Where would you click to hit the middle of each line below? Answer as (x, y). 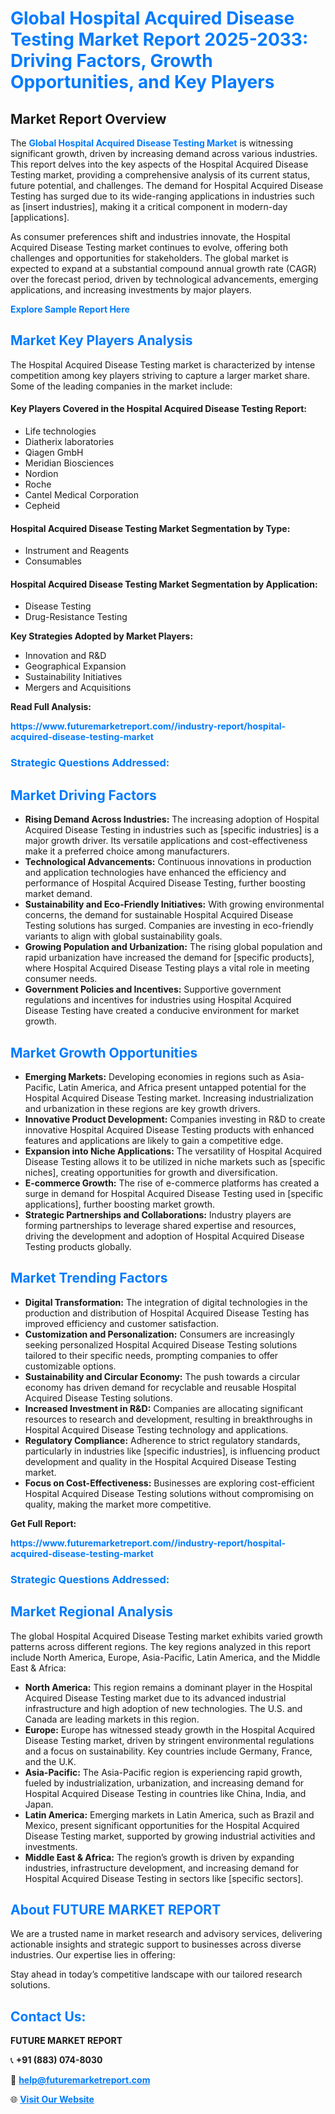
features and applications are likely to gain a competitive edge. (154, 1140)
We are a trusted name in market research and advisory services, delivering (166, 1934)
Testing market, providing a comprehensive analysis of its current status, (160, 175)
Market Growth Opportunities (104, 1052)
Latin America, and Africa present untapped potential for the (182, 1087)
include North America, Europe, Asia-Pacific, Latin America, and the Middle (165, 1657)
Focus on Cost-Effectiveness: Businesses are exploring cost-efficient (169, 1483)
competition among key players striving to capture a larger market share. (160, 375)
